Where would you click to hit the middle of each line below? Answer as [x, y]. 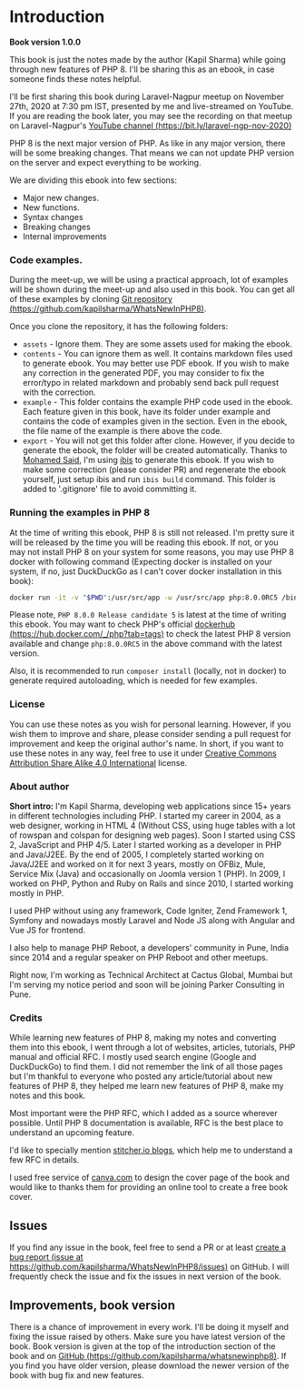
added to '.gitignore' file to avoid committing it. [109, 489]
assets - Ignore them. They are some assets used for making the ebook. [157, 344]
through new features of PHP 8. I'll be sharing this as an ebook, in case [142, 69]
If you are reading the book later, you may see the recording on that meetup [151, 116]
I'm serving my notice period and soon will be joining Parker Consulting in [147, 985]
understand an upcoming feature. [72, 1133]
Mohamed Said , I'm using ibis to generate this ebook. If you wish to [148, 460]
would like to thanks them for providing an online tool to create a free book [149, 1187]
